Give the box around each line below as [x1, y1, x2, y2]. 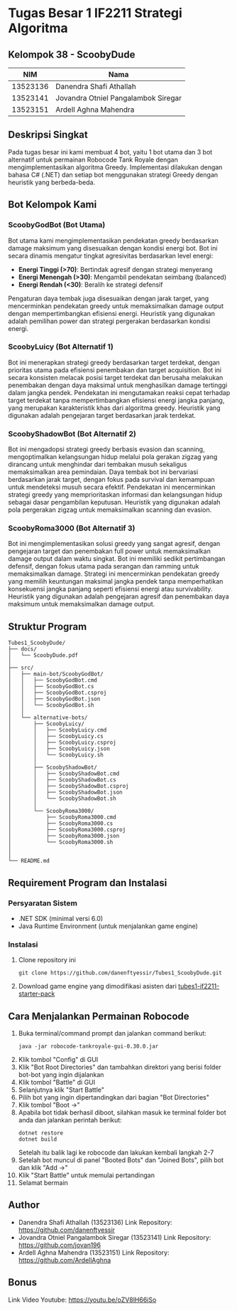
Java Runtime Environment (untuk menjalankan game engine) [18, 922, 198, 930]
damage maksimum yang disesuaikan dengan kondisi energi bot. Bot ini [8, 243, 218, 252]
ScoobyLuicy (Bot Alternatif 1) [8, 342, 114, 352]
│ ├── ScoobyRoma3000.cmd [8, 814, 116, 821]
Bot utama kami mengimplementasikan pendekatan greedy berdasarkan [8, 236, 219, 245]
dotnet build [18, 1136, 57, 1143]
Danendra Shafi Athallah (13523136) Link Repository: [18, 1218, 172, 1226]
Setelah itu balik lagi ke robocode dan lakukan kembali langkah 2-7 [18, 1148, 214, 1157]
